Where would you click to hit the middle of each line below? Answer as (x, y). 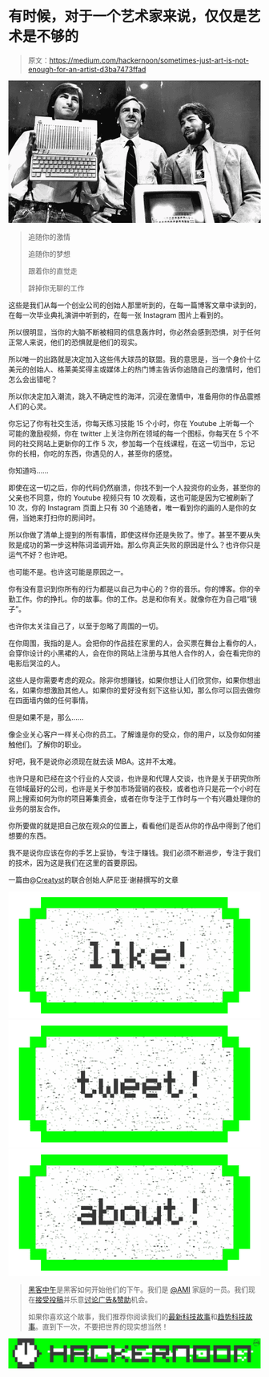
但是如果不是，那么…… (46, 717)
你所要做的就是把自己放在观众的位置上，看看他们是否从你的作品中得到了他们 (134, 825)
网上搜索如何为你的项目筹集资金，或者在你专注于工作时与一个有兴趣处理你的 (134, 798)
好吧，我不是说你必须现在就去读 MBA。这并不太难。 (94, 761)
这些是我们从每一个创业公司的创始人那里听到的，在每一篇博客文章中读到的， (134, 305)
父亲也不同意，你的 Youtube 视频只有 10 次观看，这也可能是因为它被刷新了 (131, 498)
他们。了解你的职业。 (50, 744)
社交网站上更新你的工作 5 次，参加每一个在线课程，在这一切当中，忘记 (139, 443)
